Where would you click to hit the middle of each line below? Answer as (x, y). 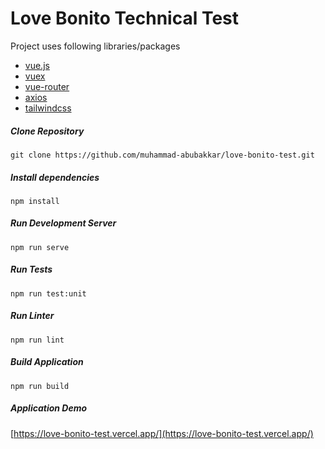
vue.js (37, 65)
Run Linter (32, 316)
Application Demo (49, 408)
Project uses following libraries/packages (95, 46)
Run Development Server (63, 223)
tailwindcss (48, 108)
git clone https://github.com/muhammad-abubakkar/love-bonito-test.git (162, 155)
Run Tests (31, 269)
